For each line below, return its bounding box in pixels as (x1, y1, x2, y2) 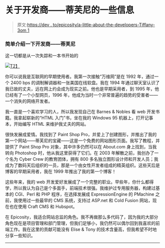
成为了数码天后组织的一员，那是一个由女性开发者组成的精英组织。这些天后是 (5, 162, 160, 168)
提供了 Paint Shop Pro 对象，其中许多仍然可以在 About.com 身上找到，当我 (5, 144, 157, 150)
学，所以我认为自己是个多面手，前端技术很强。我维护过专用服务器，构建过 (5, 185, 156, 191)
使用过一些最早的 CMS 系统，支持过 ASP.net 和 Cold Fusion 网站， (18, 198, 153, 204)
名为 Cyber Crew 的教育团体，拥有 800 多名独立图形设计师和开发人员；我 (9, 156, 159, 162)
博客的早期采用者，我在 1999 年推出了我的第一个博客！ (5, 169, 116, 175)
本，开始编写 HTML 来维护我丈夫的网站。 (5, 121, 89, 127)
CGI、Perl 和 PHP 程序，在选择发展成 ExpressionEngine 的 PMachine (14, 191, 155, 197)
